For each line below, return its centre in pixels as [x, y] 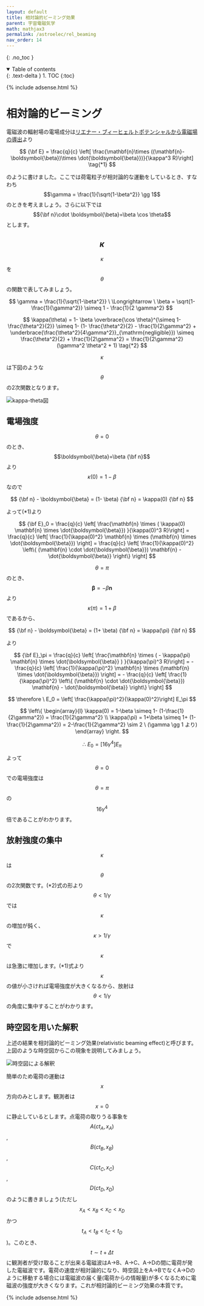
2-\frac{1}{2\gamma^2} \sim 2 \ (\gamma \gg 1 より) [133, 724]
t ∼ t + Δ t [102, 1253]
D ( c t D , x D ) [102, 1189]
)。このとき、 [23, 1243]
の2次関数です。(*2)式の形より [45, 886]
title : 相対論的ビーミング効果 [41, 18]
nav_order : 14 [24, 40]
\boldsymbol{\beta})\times [44, 158]
